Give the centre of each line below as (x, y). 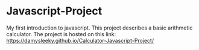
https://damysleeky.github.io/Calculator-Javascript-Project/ (80, 40)
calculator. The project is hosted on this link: (61, 34)
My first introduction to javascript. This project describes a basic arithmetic (99, 28)
